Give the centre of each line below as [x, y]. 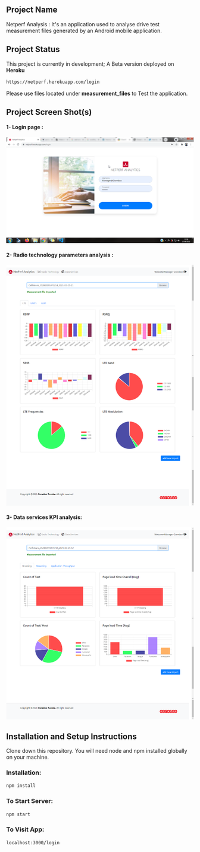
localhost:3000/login [33, 842]
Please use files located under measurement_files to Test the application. [97, 93]
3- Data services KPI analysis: [44, 517]
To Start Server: [30, 801]
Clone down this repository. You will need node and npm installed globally [97, 751]
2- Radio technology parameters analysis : [60, 255]
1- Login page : [25, 127]
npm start [18, 814]
